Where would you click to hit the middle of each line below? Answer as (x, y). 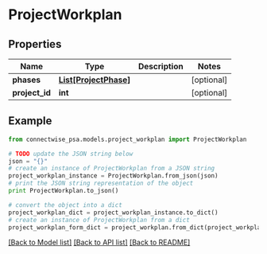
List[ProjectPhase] (95, 80)
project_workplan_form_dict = (58, 227)
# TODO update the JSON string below (71, 154)
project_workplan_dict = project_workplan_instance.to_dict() (113, 213)
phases (27, 80)
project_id (32, 93)
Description (161, 66)
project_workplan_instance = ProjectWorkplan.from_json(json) (113, 176)
